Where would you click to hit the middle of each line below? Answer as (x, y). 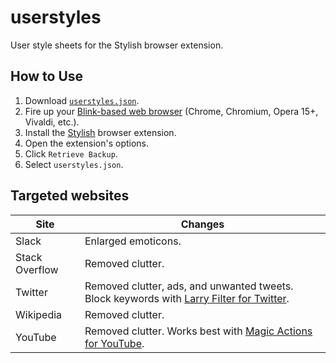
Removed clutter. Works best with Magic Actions (198, 331)
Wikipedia (39, 314)
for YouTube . (114, 343)
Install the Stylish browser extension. (100, 132)
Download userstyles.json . (82, 100)
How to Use (47, 76)
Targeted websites (70, 196)
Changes (202, 224)
